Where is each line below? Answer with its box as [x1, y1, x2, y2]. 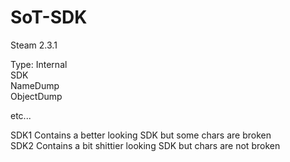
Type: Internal [10, 58, 68, 70]
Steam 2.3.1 [10, 39, 58, 51]
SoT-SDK [10, 6, 88, 29]
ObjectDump [10, 90, 63, 102]
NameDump [10, 79, 60, 91]
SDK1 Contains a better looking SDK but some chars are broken [10, 129, 272, 141]
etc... [10, 109, 32, 121]
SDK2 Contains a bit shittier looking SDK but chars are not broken [10, 139, 281, 151]
